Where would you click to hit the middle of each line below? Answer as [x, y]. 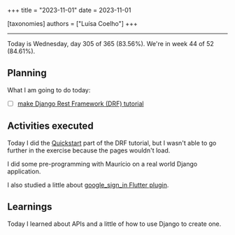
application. [24, 171]
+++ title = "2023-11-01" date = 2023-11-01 [69, 10]
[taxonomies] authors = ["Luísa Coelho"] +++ [72, 23]
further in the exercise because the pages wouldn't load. [89, 150]
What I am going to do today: [49, 90]
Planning [27, 73]
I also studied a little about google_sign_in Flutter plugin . [88, 185]
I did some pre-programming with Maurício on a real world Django [102, 164]
